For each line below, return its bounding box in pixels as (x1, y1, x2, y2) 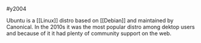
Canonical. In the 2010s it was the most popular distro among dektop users (6, 24, 196, 30)
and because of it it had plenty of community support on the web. (6, 30, 172, 37)
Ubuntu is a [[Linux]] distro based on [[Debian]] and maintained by (6, 17, 174, 24)
